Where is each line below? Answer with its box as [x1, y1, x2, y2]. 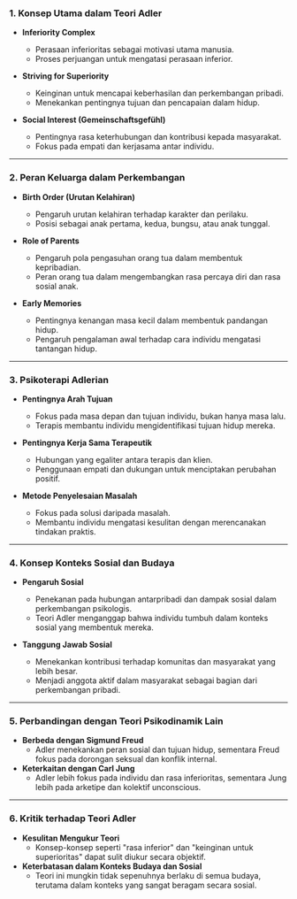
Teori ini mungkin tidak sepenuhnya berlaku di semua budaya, [34, 870, 262, 880]
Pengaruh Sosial [21, 577, 84, 588]
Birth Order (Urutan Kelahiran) [21, 191, 135, 202]
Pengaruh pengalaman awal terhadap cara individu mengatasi [34, 334, 262, 344]
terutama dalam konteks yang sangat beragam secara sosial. [34, 880, 257, 890]
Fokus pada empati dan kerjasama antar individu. [34, 141, 215, 152]
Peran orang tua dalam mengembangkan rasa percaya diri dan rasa [34, 271, 281, 281]
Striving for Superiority [21, 71, 110, 81]
